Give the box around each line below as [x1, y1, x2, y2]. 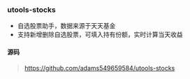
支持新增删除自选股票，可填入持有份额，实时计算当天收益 [17, 30, 183, 39]
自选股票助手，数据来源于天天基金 [17, 22, 116, 30]
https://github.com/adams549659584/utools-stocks [24, 64, 175, 72]
